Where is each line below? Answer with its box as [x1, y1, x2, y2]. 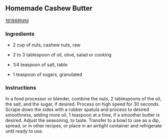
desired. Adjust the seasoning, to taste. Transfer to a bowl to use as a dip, [5, 117, 160, 124]
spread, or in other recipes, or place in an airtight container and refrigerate [5, 123, 162, 129]
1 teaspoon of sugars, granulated [12, 71, 82, 78]
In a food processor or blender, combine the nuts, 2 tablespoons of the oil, [5, 96, 162, 102]
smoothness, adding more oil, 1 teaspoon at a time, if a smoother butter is [5, 112, 160, 118]
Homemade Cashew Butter [5, 4, 93, 13]
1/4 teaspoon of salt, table [12, 62, 68, 68]
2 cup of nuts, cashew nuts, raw [12, 42, 81, 48]
